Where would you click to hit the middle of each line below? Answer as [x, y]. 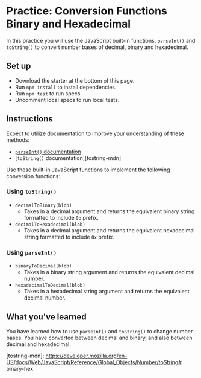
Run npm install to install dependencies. [66, 87]
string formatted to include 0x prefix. [69, 237]
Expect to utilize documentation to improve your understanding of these [95, 133]
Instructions [29, 119]
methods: [18, 139]
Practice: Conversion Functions [87, 11]
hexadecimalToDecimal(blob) [50, 286]
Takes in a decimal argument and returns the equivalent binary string [109, 211]
